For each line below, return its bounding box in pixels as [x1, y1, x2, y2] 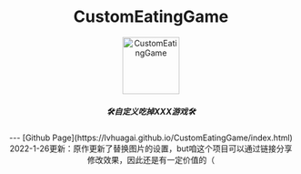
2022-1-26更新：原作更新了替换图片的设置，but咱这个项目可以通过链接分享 [9, 143, 293, 154]
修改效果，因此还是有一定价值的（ [87, 154, 215, 165]
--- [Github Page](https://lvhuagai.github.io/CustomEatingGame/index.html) [8, 132, 294, 143]
